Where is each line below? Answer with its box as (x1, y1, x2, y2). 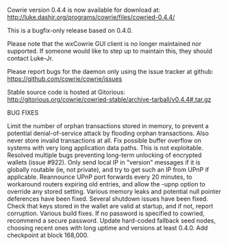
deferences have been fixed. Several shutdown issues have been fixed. (7, 195, 209, 203)
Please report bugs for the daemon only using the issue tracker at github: (7, 68, 214, 75)
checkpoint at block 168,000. (7, 231, 89, 239)
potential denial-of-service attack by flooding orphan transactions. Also (7, 130, 209, 137)
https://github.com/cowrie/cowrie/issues (7, 75, 123, 83)
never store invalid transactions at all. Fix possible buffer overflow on (7, 136, 202, 145)
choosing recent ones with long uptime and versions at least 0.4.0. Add (7, 224, 208, 232)
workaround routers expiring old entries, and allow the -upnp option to (7, 180, 205, 188)
